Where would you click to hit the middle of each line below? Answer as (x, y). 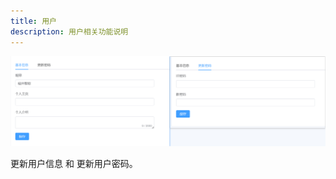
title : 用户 (33, 21)
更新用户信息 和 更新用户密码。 (74, 163)
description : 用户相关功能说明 (69, 31)
